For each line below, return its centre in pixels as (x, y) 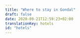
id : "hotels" (18, 28)
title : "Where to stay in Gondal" (40, 10)
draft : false (18, 14)
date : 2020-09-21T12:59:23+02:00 (39, 19)
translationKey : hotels (29, 23)
